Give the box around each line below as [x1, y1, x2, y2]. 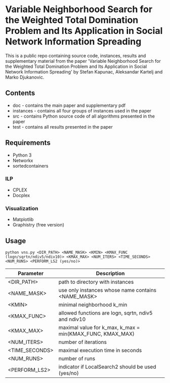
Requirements [5, 138, 51, 147]
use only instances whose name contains [58, 286, 157, 293]
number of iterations [58, 338, 107, 346]
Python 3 [12, 152, 32, 158]
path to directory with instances [58, 278, 134, 285]
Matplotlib [12, 216, 34, 222]
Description [96, 270, 125, 277]
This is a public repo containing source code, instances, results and [5, 52, 146, 59]
